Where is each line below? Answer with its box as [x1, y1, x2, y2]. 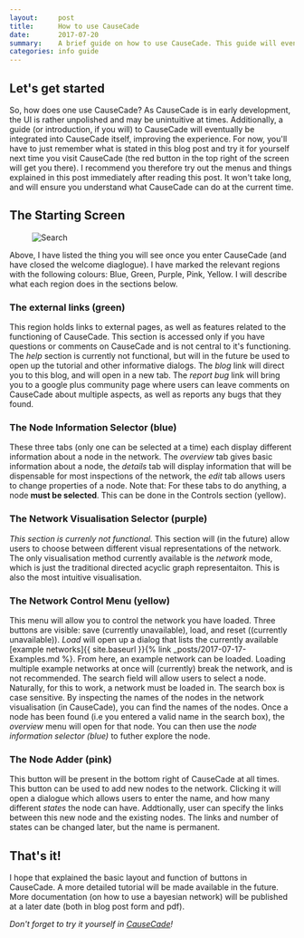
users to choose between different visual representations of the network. [9, 543, 282, 554]
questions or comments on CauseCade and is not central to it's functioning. [9, 341, 291, 352]
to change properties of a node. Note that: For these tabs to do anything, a [9, 480, 287, 491]
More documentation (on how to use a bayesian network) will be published [9, 892, 288, 903]
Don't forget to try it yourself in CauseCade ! [9, 919, 174, 930]
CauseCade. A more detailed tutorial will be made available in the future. [9, 882, 279, 893]
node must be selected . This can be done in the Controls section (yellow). [9, 490, 287, 501]
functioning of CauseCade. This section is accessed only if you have [9, 332, 265, 343]
